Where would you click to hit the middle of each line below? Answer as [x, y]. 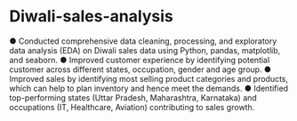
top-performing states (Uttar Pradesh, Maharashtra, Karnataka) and [133, 97]
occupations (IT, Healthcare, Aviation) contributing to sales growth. [132, 107]
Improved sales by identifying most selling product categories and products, [149, 78]
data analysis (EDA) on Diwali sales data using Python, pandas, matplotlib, [145, 50]
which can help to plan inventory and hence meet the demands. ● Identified [149, 88]
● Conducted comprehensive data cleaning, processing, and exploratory [143, 41]
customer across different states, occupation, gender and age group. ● [140, 69]
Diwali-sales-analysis [91, 16]
